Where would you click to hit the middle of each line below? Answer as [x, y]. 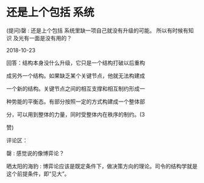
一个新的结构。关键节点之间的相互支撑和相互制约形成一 [76, 88]
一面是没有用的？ [50, 38]
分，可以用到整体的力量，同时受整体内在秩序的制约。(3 [76, 114]
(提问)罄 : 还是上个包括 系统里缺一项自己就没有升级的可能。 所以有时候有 [97, 30]
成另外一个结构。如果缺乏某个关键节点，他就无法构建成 [76, 75]
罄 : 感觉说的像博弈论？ [35, 153]
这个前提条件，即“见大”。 [38, 173]
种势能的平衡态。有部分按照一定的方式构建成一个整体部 [76, 102]
